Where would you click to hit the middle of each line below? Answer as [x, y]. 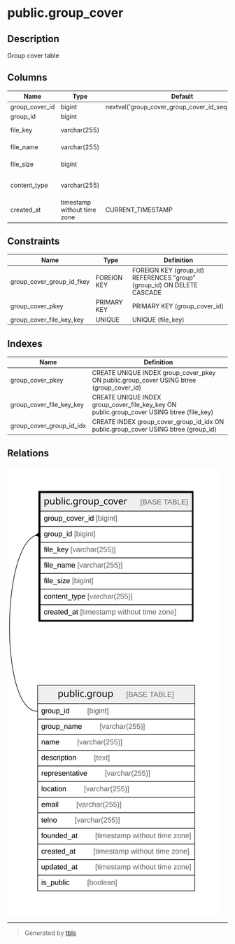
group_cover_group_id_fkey [50, 281]
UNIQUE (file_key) [158, 320]
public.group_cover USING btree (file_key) [153, 412]
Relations [28, 453]
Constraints [34, 241]
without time [78, 210]
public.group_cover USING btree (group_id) [154, 430]
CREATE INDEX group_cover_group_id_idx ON [158, 422]
